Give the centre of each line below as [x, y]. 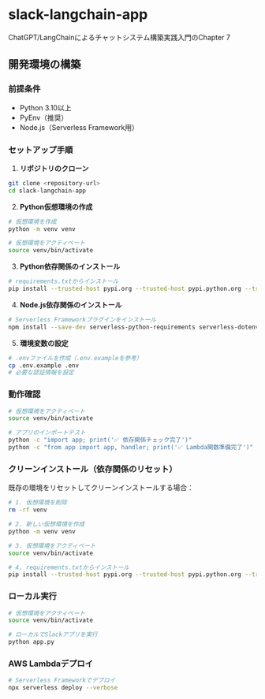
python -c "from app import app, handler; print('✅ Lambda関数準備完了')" [131, 448]
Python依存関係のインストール [70, 266]
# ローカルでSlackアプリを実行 [53, 635]
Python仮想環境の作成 [56, 206]
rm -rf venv [28, 510]
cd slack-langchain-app [47, 191]
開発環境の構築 [45, 65]
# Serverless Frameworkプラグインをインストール [82, 320]
